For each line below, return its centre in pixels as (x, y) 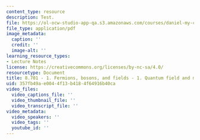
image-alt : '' (29, 51)
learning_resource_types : (38, 56)
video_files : (22, 89)
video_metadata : (26, 111)
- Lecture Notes (26, 61)
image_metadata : (26, 34)
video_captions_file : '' (42, 95)
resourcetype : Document (36, 73)
